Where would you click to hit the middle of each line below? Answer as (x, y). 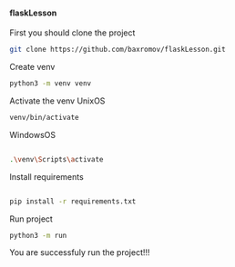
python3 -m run (38, 235)
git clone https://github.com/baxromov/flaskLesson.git (117, 50)
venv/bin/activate (44, 117)
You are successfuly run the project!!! (80, 252)
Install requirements (46, 176)
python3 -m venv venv (51, 84)
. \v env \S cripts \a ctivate (56, 159)
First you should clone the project (72, 33)
